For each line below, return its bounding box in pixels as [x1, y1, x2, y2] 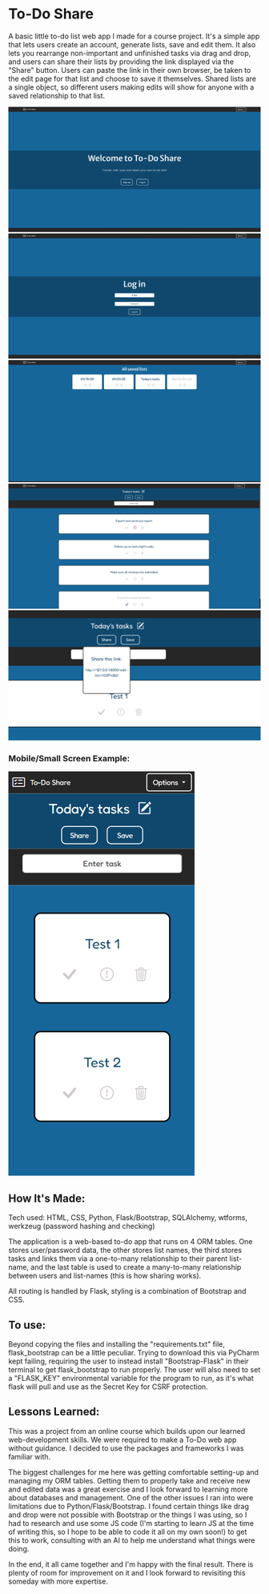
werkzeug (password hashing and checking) [8, 1222, 155, 1231]
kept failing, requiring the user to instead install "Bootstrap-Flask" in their [8, 1356, 250, 1366]
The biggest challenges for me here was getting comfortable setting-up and [8, 1467, 259, 1477]
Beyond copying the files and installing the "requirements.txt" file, [8, 1339, 226, 1349]
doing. [8, 1544, 30, 1553]
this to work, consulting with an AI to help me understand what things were [8, 1535, 255, 1545]
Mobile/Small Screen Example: [8, 753, 130, 764]
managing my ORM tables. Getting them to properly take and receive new [8, 1476, 251, 1485]
